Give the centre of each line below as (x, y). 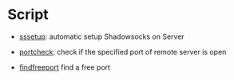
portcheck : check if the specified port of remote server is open (123, 51)
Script (28, 15)
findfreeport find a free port (65, 67)
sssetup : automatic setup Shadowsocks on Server (101, 36)
